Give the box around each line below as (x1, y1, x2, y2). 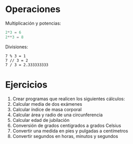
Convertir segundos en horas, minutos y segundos (12, 133, 118, 139)
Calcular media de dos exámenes (12, 101, 82, 107)
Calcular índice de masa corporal (12, 106, 82, 112)
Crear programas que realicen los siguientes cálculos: (12, 96, 125, 102)
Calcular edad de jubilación (12, 117, 70, 123)
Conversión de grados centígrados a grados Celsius (12, 122, 121, 128)
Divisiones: (5, 44, 28, 50)
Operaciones (5, 4, 61, 15)
